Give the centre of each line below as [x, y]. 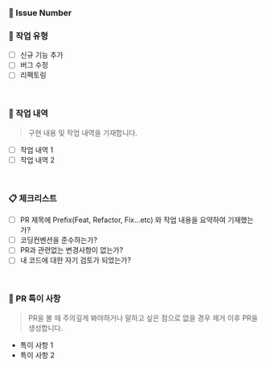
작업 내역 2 [37, 159]
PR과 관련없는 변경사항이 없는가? [72, 250]
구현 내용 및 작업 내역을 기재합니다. [83, 133]
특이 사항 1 [37, 344]
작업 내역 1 [37, 150]
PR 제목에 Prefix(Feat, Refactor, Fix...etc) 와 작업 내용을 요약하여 [123, 220]
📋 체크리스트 [33, 198]
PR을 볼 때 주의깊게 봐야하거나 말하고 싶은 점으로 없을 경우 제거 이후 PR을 [143, 318]
